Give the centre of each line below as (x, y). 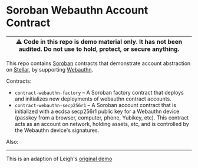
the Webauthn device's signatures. (57, 130)
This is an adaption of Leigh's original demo (59, 159)
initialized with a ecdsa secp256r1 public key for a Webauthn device (97, 111)
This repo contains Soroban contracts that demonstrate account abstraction (98, 63)
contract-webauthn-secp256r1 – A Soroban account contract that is (95, 105)
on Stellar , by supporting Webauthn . (50, 69)
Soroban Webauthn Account (77, 10)
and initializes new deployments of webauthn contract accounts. (93, 99)
